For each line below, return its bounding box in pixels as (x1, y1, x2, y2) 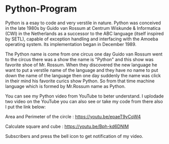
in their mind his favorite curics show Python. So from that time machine (5, 78, 155, 84)
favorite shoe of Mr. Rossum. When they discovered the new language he (5, 62, 157, 68)
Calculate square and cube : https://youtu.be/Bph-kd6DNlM (5, 123, 129, 129)
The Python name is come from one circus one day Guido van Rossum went (5, 51, 162, 57)
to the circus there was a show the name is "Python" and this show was (5, 56, 154, 62)
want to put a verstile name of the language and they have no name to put (5, 67, 158, 73)
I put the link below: (5, 104, 46, 110)
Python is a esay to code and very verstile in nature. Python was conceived (5, 20, 161, 26)
